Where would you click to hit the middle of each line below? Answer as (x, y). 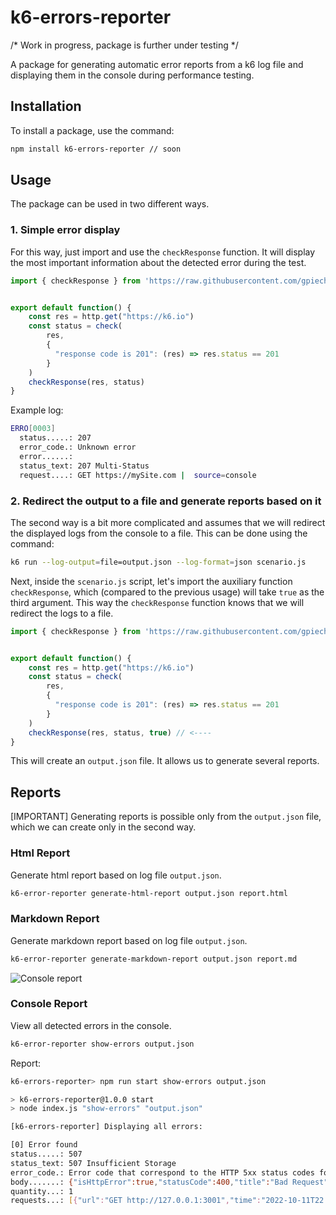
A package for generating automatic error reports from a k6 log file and (157, 64)
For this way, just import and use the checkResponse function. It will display (163, 252)
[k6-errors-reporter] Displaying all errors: (106, 1127)
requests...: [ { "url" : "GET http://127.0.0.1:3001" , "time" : (136, 1201)
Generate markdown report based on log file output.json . (129, 940)
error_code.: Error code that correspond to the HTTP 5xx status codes (162, 1172)
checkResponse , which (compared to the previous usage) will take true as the (167, 592)
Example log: (37, 410)
